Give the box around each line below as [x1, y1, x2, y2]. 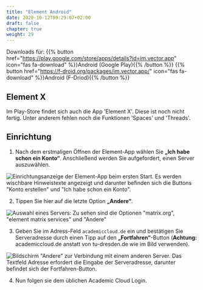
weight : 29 [6, 32, 34, 38]
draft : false [6, 20, 40, 26]
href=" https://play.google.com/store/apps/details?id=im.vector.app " [6, 55, 177, 62]
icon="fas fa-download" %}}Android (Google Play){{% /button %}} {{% [6, 61, 185, 69]
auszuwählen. [15, 161, 50, 168]
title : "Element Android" [6, 9, 72, 15]
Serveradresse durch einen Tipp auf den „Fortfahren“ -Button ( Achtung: [15, 233, 198, 241]
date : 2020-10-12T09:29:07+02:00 [6, 15, 91, 21]
